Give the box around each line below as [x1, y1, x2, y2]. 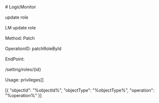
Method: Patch [5, 35, 35, 41]
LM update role [5, 25, 36, 30]
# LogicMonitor [5, 4, 36, 10]
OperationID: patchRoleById [5, 46, 62, 51]
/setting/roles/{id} [5, 67, 41, 72]
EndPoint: [5, 56, 25, 62]
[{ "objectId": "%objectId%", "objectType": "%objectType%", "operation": [5, 87, 155, 93]
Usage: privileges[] [5, 77, 44, 82]
